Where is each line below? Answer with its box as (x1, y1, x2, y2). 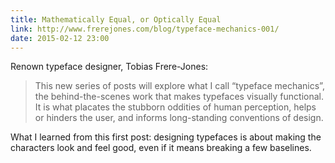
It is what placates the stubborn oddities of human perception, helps (34, 101, 317, 113)
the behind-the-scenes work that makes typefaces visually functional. (34, 91, 325, 103)
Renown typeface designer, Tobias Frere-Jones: (10, 61, 209, 73)
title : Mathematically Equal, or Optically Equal (10, 14, 222, 25)
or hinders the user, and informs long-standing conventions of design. (34, 112, 324, 124)
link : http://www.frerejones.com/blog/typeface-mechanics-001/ (10, 24, 280, 34)
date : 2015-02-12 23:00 (10, 33, 110, 43)
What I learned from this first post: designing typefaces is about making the (10, 131, 322, 143)
